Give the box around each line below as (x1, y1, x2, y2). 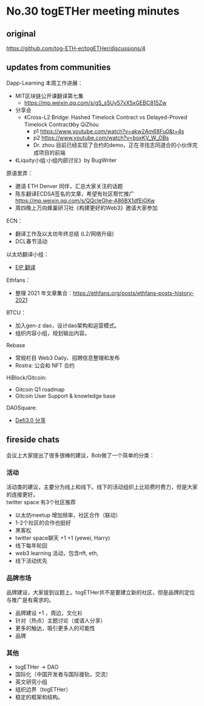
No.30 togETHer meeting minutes (6, 4, 180, 18)
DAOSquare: (6, 404, 38, 411)
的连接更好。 (6, 490, 38, 498)
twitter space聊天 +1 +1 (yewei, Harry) (15, 534, 110, 542)
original (6, 29, 36, 39)
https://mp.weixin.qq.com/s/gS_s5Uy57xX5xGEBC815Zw (24, 99, 167, 106)
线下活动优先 (15, 557, 47, 564)
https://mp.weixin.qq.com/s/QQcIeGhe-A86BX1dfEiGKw (15, 197, 155, 204)
